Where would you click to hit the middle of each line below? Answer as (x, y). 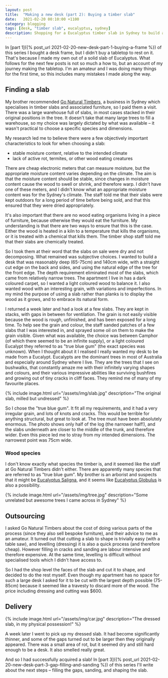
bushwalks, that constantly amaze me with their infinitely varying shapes (80, 367)
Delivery (19, 607)
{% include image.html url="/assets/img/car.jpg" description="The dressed (83, 618)
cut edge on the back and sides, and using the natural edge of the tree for (81, 267)
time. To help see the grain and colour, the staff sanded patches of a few (80, 325)
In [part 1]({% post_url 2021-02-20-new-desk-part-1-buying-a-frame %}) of (83, 47)
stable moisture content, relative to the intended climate (70, 153)
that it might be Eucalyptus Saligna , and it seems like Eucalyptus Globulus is (83, 480)
